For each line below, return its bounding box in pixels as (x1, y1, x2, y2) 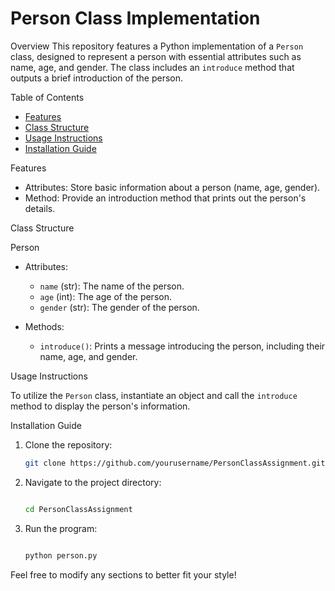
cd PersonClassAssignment (24, 504, 133, 514)
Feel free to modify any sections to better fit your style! (10, 568, 237, 581)
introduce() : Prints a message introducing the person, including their (39, 340, 326, 352)
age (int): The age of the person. (39, 290, 172, 302)
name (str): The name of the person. (39, 280, 185, 292)
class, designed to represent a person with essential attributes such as (10, 50, 302, 62)
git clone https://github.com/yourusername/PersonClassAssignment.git (24, 458, 326, 468)
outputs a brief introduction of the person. (10, 72, 183, 84)
